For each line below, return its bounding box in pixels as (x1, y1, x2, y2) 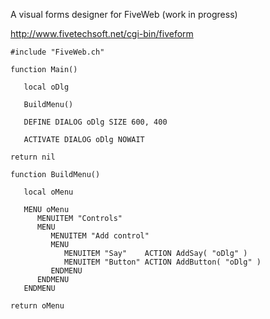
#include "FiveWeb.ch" (10, 47, 105, 57)
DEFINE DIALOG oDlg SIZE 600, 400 (23, 117, 168, 127)
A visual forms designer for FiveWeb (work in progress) (10, 9, 238, 20)
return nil (10, 152, 56, 162)
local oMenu (23, 187, 74, 197)
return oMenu (10, 301, 65, 311)
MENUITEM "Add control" (50, 231, 150, 241)
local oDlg (23, 82, 70, 92)
